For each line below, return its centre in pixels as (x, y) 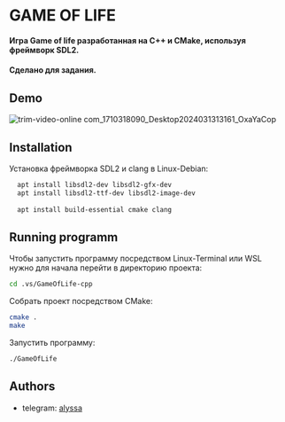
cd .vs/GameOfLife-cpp (51, 285)
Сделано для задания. (53, 70)
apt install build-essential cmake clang (95, 209)
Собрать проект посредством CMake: (81, 301)
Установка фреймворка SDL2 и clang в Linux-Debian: (109, 168)
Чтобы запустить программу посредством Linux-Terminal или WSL (136, 259)
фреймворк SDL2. (44, 50)
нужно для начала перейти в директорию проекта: (106, 268)
